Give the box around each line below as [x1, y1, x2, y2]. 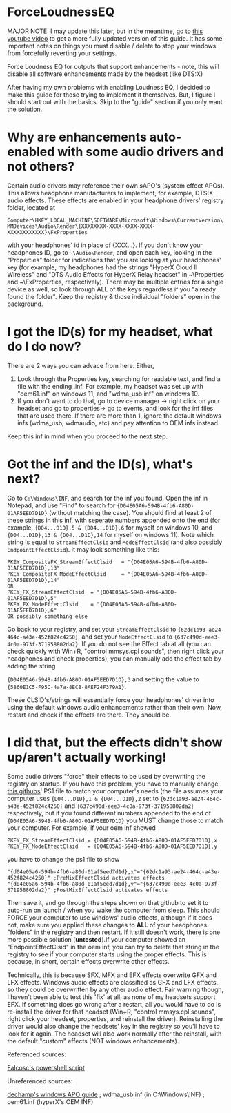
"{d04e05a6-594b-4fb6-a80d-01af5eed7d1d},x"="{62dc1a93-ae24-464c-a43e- [7, 868, 221, 875]
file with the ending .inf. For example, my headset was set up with [17, 382, 203, 390]
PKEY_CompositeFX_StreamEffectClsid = [7, 559, 125, 565]
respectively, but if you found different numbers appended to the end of [7, 809, 212, 817]
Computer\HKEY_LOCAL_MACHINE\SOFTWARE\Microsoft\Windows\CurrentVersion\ [7, 217, 224, 224]
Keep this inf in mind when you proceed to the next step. [7, 432, 168, 441]
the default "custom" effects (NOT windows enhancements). [7, 1036, 179, 1045]
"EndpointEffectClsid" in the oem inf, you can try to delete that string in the [7, 942, 219, 951]
